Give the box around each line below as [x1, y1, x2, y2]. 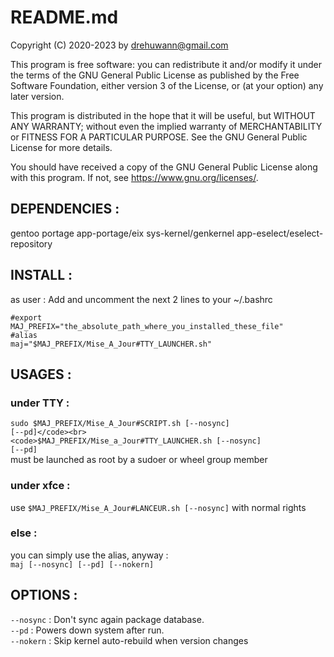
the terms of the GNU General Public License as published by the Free [10, 69, 300, 81]
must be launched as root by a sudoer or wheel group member [10, 454, 268, 466]
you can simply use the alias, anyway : [10, 549, 169, 561]
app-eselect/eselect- [236, 227, 324, 239]
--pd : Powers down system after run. [10, 624, 165, 636]
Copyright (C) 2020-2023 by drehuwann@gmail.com [10, 39, 229, 51]
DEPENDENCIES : [10, 201, 120, 218]
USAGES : [10, 366, 72, 383]
